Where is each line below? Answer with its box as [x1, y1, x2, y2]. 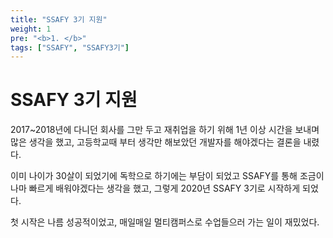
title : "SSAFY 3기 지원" [10, 14, 108, 25]
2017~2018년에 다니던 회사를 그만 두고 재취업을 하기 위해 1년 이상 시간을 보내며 [10, 124, 320, 136]
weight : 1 [10, 24, 52, 34]
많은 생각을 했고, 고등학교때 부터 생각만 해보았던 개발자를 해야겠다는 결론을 [10, 136, 302, 148]
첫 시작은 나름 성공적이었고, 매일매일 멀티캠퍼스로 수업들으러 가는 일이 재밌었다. [10, 216, 320, 228]
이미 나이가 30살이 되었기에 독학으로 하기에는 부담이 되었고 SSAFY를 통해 [10, 170, 298, 182]
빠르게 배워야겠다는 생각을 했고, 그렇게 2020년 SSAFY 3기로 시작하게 [28, 182, 301, 195]
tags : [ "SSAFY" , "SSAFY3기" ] [10, 42, 130, 53]
